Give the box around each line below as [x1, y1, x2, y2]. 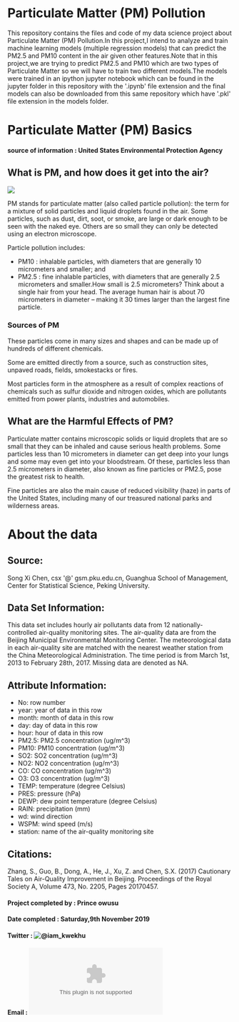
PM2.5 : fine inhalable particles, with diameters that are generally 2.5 [17, 272, 220, 281]
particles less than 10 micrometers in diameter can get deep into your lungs [7, 449, 229, 458]
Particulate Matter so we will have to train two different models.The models [7, 66, 228, 75]
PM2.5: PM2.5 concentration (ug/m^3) [17, 736, 131, 745]
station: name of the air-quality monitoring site [17, 827, 154, 836]
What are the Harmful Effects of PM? [7, 416, 173, 428]
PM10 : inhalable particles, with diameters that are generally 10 [17, 257, 202, 266]
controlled [7, 628, 38, 637]
